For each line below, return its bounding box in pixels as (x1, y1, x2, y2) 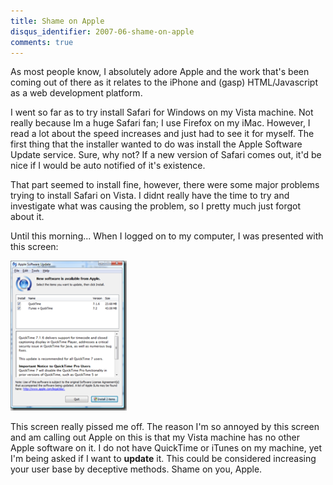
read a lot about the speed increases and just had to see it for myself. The (10, 128, 315, 140)
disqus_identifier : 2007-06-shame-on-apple (10, 26, 195, 37)
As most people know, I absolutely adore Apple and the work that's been (10, 66, 310, 78)
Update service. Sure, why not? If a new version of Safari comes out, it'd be (10, 149, 322, 161)
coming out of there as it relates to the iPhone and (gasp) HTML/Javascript (10, 76, 319, 89)
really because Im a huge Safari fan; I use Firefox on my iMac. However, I (10, 117, 311, 129)
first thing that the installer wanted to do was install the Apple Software (10, 138, 303, 150)
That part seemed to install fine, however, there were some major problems (10, 179, 320, 191)
